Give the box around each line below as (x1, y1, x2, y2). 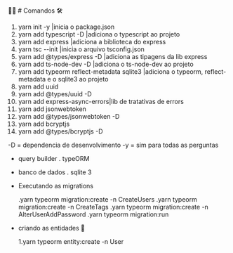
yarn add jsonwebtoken (18, 105, 87, 113)
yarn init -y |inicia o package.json (18, 22, 115, 31)
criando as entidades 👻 (18, 224, 85, 232)
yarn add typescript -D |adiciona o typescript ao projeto (18, 30, 180, 38)
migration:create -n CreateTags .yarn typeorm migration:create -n (18, 203, 209, 211)
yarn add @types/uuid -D (18, 90, 92, 98)
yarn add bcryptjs (18, 119, 70, 128)
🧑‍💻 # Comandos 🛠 (8, 6, 63, 15)
